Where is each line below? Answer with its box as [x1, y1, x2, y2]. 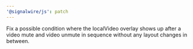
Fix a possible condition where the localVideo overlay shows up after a [6, 25, 182, 32]
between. [6, 37, 30, 44]
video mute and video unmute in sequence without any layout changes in [6, 31, 188, 38]
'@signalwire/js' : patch [6, 8, 69, 15]
